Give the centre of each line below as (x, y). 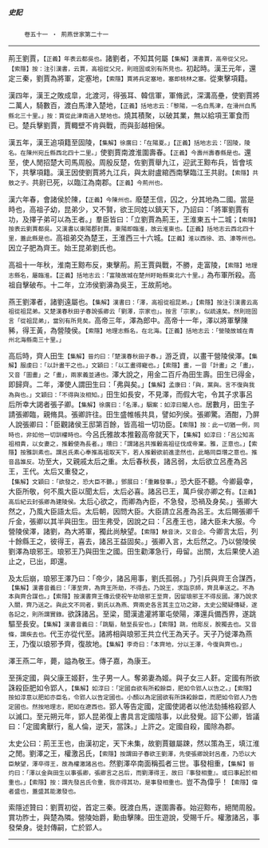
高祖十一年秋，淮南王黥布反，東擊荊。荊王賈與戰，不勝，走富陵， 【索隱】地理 (133, 265)
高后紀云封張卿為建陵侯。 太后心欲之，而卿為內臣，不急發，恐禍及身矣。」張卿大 (133, 501)
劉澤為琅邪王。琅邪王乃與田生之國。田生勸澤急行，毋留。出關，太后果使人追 (134, 551)
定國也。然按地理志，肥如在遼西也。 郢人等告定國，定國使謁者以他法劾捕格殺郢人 (132, 706)
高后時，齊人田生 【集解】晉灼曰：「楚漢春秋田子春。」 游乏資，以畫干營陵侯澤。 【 (130, 355)
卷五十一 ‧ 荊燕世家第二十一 (66, 34)
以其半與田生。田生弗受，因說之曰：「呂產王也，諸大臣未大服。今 (150, 521)
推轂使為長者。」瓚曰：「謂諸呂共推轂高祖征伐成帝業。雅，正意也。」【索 (160, 444)
